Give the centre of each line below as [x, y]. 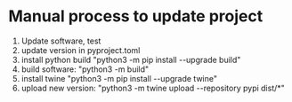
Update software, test [61, 41]
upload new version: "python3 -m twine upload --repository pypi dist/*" [153, 88]
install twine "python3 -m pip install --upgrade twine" [119, 78]
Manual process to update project [136, 16]
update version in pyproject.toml [81, 50]
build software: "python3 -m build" [85, 69]
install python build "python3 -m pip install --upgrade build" [131, 59]
